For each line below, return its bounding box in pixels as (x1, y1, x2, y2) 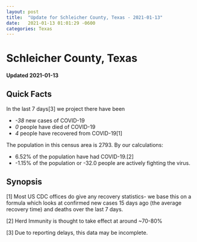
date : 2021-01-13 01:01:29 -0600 (6, 20, 96, 26)
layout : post (6, 8, 39, 15)
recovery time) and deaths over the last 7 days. (6, 205, 124, 213)
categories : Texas (6, 25, 52, 32)
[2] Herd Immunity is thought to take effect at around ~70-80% (6, 217, 163, 225)
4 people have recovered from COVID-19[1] (14, 129, 122, 137)
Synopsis (6, 177, 42, 187)
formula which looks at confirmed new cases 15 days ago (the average (6, 199, 182, 206)
